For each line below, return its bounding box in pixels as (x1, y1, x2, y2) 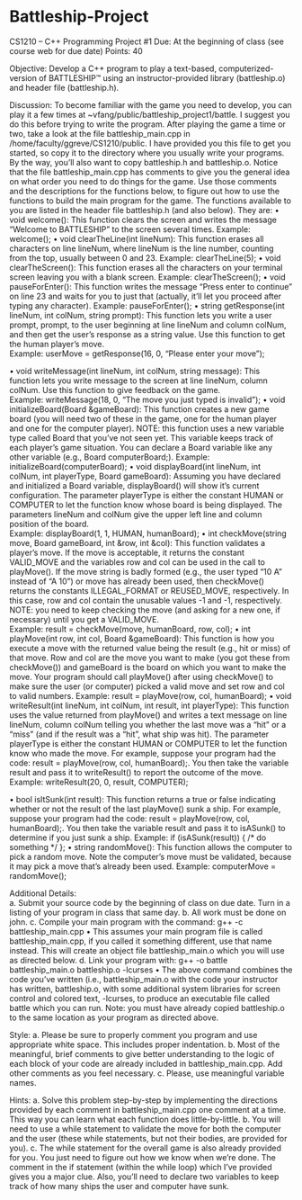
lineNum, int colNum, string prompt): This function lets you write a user (9, 309, 272, 320)
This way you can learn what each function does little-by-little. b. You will (9, 1114, 281, 1124)
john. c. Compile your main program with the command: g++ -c (9, 916, 244, 927)
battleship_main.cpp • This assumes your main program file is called (9, 926, 263, 936)
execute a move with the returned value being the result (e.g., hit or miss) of (9, 642, 290, 653)
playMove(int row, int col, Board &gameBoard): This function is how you (9, 632, 275, 644)
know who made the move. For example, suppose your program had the (9, 748, 277, 758)
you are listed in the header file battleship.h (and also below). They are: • (9, 204, 280, 215)
